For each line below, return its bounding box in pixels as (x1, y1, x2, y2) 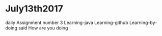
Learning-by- (129, 19, 157, 25)
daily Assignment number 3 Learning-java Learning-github (5, 19, 128, 25)
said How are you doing (18, 24, 68, 30)
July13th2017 (5, 3, 64, 14)
